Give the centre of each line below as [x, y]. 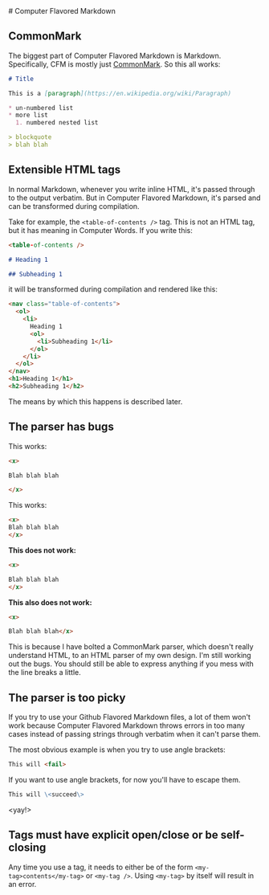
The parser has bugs [61, 427]
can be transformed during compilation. [74, 206]
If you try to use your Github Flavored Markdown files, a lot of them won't [130, 717]
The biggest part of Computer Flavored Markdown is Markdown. [115, 55]
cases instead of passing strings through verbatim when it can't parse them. [134, 734]
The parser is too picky [67, 698]
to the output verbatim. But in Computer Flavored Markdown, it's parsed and [134, 198]
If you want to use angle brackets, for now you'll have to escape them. [124, 780]
